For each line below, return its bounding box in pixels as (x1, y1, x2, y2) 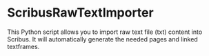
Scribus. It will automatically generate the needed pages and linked (7, 35, 198, 43)
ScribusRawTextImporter (7, 5, 154, 21)
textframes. (7, 42, 40, 50)
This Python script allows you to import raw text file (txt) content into (7, 28, 203, 36)
